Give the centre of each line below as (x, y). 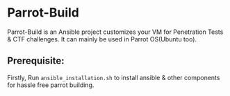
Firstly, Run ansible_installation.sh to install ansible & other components (114, 77)
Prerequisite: (36, 61)
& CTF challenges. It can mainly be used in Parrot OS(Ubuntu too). (102, 39)
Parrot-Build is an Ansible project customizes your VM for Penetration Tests (115, 32)
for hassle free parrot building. (51, 85)
